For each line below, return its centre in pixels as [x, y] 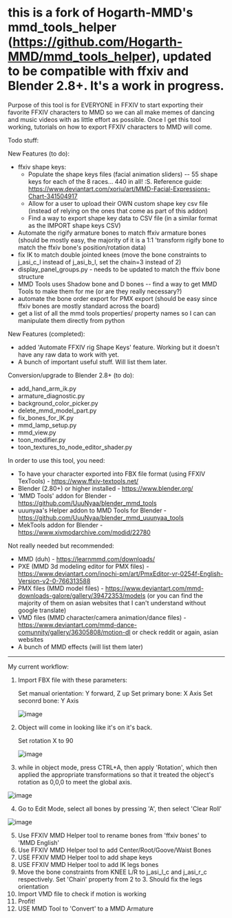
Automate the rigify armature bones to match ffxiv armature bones [112, 233]
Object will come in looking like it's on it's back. [85, 727]
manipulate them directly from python [71, 320]
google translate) [42, 610]
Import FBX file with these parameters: [73, 680]
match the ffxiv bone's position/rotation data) [82, 247]
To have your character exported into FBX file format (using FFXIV [112, 474]
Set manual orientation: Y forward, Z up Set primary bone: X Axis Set [115, 693]
